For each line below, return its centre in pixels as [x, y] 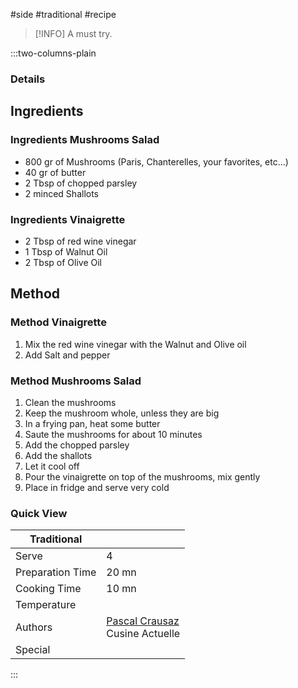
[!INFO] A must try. [73, 33]
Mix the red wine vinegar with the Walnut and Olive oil [135, 344]
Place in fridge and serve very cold [97, 487]
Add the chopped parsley [77, 445]
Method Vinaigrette [58, 322]
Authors [34, 627]
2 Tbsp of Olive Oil [63, 262]
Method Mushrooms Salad [76, 381]
